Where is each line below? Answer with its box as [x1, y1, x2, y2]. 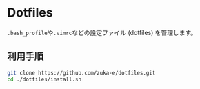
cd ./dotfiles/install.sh [7, 76, 81, 83]
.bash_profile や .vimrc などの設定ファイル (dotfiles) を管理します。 [7, 28, 197, 37]
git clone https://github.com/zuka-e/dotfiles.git [7, 69, 156, 77]
